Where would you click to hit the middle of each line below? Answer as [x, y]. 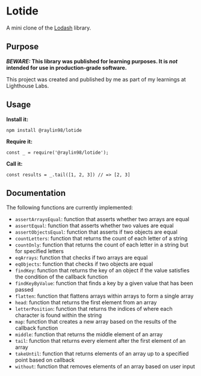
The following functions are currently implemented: [70, 208]
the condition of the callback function [61, 277]
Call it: [14, 163]
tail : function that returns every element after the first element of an [100, 341]
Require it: [20, 141]
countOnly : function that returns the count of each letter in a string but [101, 245]
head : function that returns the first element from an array [86, 302]
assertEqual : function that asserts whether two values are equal [94, 226]
